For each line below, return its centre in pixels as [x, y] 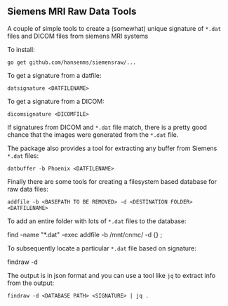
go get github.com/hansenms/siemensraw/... [72, 62]
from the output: [31, 283]
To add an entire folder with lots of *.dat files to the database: [97, 221]
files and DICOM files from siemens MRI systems [78, 36]
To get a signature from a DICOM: [56, 101]
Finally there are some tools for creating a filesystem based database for [112, 181]
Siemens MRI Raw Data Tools [72, 12]
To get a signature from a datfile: [54, 75]
